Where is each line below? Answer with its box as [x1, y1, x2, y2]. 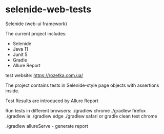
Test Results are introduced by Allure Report [5, 98, 99, 104]
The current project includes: [5, 30, 67, 36]
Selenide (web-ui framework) [5, 21, 68, 27]
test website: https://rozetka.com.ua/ [5, 72, 84, 78]
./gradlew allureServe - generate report [5, 123, 88, 129]
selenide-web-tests [5, 4, 91, 15]
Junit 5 [12, 51, 28, 58]
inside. [5, 87, 19, 93]
